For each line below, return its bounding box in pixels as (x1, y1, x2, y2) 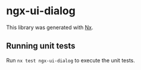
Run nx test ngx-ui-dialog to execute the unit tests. (6, 56, 135, 63)
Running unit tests (6, 41, 76, 51)
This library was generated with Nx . (6, 24, 93, 31)
